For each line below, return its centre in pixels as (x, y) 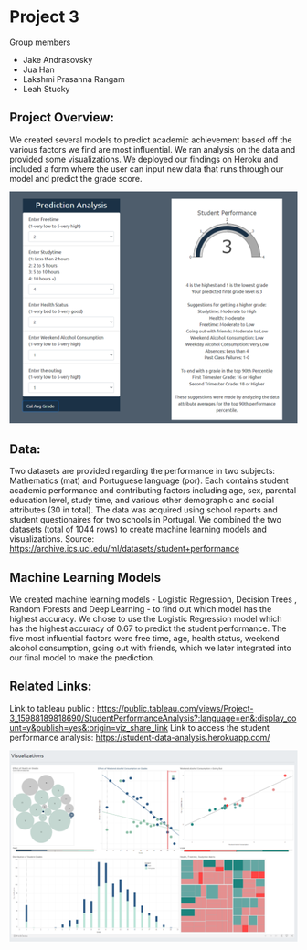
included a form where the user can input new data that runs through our (147, 169)
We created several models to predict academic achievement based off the (151, 140)
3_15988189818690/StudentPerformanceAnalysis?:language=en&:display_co (153, 718)
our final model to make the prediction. (82, 657)
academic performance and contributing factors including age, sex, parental (153, 491)
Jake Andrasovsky (58, 59)
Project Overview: (62, 117)
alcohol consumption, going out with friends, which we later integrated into (151, 648)
